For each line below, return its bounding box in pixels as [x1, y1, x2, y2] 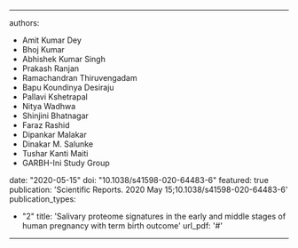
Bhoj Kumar [21, 44, 65, 54]
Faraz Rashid [21, 120, 70, 130]
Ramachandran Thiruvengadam [21, 73, 137, 83]
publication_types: [9, 194, 77, 204]
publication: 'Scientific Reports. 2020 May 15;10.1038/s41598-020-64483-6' [9, 184, 288, 195]
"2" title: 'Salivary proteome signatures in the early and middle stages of [21, 211, 286, 221]
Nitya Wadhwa [21, 101, 76, 111]
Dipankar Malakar [21, 130, 87, 140]
